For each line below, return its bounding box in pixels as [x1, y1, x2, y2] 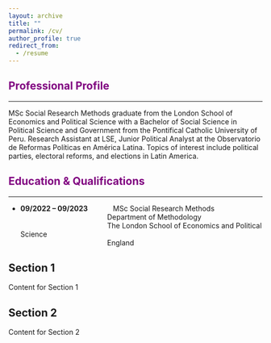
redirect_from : [8, 42, 60, 50]
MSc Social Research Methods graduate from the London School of [8, 108, 233, 118]
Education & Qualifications [8, 174, 145, 188]
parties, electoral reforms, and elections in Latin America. [8, 151, 199, 161]
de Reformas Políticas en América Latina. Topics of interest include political [8, 142, 259, 152]
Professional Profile [8, 79, 110, 93]
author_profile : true [8, 34, 81, 43]
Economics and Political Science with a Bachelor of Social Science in [8, 116, 238, 126]
